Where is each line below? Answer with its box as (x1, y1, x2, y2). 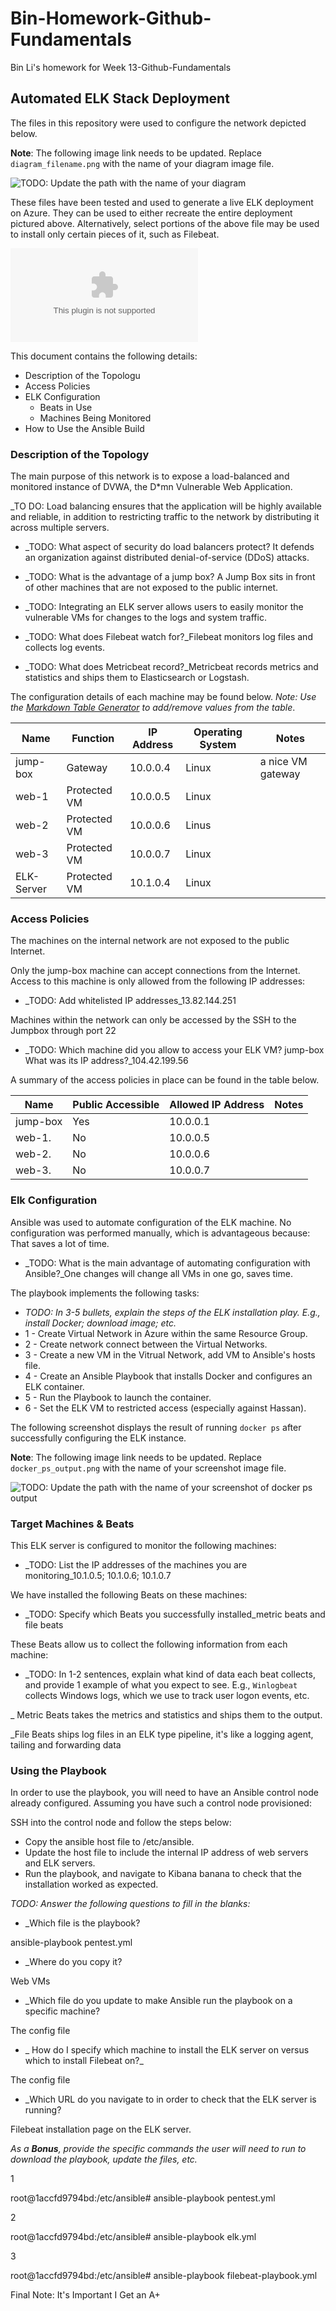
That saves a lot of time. (10, 1237, 110, 1249)
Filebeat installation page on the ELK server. (10, 2123, 192, 2136)
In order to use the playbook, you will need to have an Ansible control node (10, 1787, 319, 1799)
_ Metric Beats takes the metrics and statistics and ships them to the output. (10, 1708, 323, 1721)
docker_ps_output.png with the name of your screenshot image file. (10, 1462, 287, 1474)
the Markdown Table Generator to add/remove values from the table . (10, 702, 296, 714)
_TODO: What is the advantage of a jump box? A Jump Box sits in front (24, 571, 316, 583)
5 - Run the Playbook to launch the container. (24, 1391, 212, 1403)
